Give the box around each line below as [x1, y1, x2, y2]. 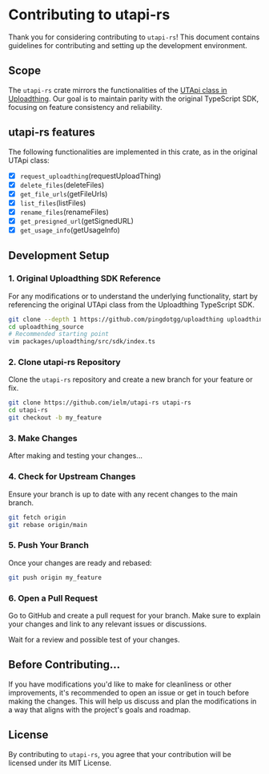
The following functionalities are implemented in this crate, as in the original [8, 147, 258, 156]
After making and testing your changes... [8, 451, 143, 460]
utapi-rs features [8, 126, 95, 140]
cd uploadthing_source [8, 322, 84, 330]
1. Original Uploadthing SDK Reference [8, 273, 162, 284]
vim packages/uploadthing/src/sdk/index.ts [8, 338, 156, 346]
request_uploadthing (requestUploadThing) [19, 171, 162, 180]
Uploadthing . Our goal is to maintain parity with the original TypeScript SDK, [8, 94, 259, 103]
